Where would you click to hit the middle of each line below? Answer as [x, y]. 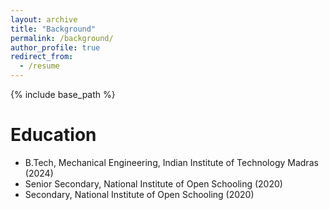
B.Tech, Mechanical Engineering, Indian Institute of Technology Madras [171, 162]
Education [53, 135]
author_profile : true [55, 47]
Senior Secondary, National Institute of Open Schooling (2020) [153, 183]
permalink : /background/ [62, 38]
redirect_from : [42, 57]
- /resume [39, 66]
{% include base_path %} [63, 94]
